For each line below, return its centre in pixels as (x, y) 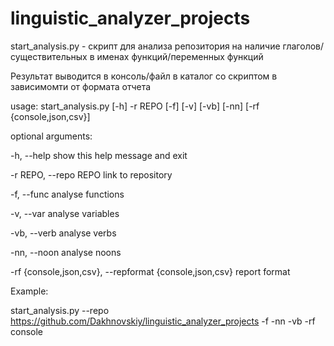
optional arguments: (51, 136)
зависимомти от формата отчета (81, 86)
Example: (29, 291)
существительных (49, 56)
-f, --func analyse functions (67, 194)
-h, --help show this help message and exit (99, 155)
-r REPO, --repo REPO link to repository (91, 174)
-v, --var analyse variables (65, 213)
